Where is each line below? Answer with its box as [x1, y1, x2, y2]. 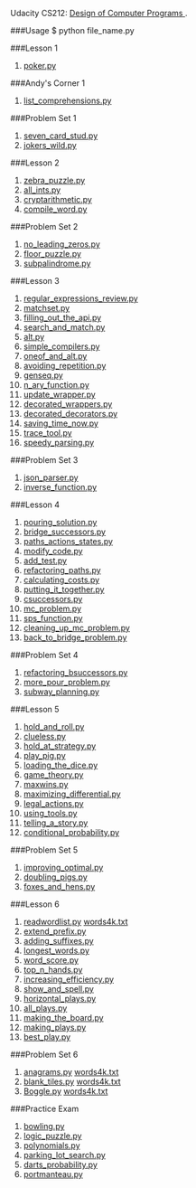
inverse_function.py [23, 482, 98, 492]
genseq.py [23, 370, 64, 381]
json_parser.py [23, 472, 79, 483]
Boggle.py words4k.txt [23, 1086, 108, 1097]
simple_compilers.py [23, 341, 100, 352]
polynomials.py [23, 1140, 80, 1151]
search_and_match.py [23, 322, 106, 333]
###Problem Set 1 [10, 113, 77, 123]
